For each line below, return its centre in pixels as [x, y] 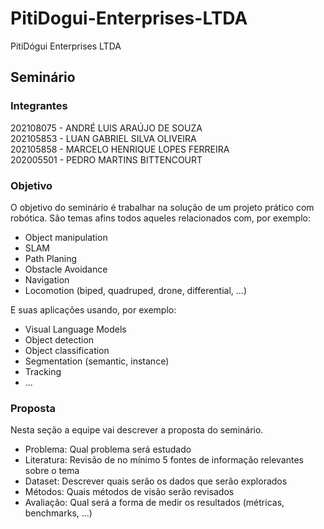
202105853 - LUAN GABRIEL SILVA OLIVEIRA [103, 138]
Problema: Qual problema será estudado [108, 449]
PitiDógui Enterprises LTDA [66, 46]
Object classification [67, 350]
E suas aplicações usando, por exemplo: [93, 309]
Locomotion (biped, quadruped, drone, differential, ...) [136, 290]
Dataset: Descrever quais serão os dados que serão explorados [156, 481]
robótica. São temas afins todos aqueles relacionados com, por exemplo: [160, 218]
